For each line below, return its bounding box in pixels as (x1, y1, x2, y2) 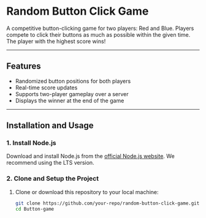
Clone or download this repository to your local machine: (15, 188, 159, 195)
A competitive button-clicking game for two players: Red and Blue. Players (6, 24, 194, 32)
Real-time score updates (15, 84, 78, 91)
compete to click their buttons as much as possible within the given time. (6, 31, 191, 38)
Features (6, 61, 41, 72)
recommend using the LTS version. (6, 159, 94, 167)
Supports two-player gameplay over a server (15, 90, 129, 97)
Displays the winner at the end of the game (15, 97, 124, 104)
